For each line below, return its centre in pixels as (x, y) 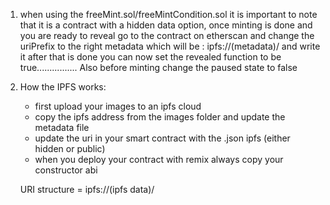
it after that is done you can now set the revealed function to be (150, 57)
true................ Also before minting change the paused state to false (158, 67)
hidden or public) (70, 148)
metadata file (62, 127)
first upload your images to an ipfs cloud (118, 106)
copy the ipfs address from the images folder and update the (160, 117)
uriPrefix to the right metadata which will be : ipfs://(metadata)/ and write (170, 46)
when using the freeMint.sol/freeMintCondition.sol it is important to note (168, 14)
